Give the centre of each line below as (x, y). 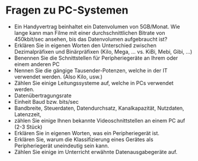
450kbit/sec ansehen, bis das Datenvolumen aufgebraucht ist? (91, 39)
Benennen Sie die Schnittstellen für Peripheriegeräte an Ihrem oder (96, 58)
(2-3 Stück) (28, 127)
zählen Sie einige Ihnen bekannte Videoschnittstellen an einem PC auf (100, 120)
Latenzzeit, (28, 114)
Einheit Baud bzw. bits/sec (46, 101)
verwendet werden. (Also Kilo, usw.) (58, 77)
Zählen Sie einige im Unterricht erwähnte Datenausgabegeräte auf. (96, 152)
